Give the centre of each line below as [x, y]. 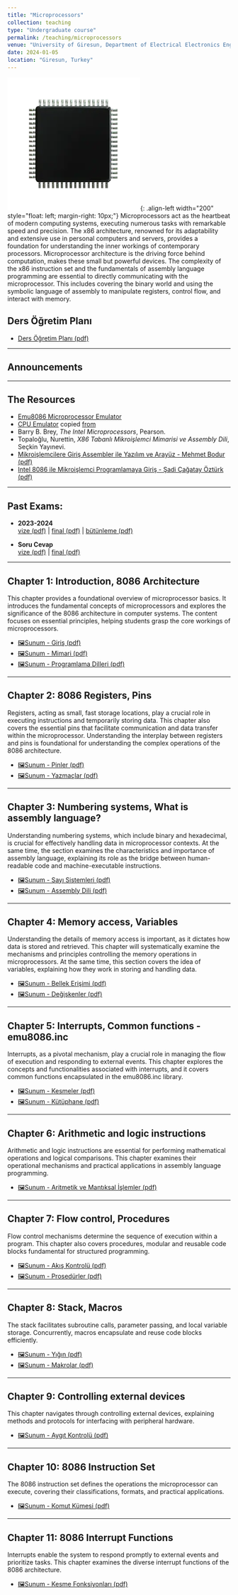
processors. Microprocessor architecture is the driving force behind [106, 253]
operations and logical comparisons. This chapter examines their [102, 1158]
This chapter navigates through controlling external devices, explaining [111, 1414]
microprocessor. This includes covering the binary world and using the [110, 284]
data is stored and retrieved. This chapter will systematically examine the [114, 947]
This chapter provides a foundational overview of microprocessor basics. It [117, 598]
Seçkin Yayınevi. [41, 447]
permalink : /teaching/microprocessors [64, 38]
